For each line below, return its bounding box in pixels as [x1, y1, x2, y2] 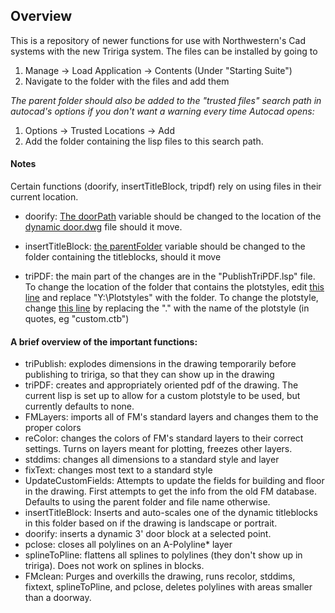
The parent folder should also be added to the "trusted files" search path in [10, 94, 322, 106]
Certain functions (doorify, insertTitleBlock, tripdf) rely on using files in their [10, 180, 322, 193]
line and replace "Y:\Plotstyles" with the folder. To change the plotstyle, [24, 292, 319, 304]
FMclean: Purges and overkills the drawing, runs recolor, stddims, [24, 570, 296, 583]
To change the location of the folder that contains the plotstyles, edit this [24, 281, 325, 293]
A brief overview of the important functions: [10, 335, 198, 348]
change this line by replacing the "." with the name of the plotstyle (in [24, 302, 310, 314]
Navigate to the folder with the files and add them [24, 75, 230, 87]
